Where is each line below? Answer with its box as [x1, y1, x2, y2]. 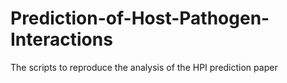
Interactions [10, 28, 113, 51]
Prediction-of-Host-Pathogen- [10, 7, 270, 30]
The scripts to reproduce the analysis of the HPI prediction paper [10, 61, 278, 73]
